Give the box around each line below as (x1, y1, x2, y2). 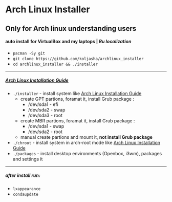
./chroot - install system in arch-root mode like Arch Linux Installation (12, 139, 160, 145)
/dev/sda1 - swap (28, 123, 64, 129)
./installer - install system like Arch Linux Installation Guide (12, 90, 142, 96)
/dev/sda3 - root (28, 112, 63, 118)
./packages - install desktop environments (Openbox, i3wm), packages (12, 150, 162, 156)
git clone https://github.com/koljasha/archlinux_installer (12, 56, 144, 61)
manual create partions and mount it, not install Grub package (20, 134, 153, 140)
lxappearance (12, 186, 41, 191)
